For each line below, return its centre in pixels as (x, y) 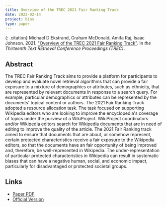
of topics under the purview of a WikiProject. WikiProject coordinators (77, 119)
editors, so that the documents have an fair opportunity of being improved (81, 145)
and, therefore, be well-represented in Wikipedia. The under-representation (83, 151)
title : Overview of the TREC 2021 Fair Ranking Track (62, 10)
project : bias (20, 19)
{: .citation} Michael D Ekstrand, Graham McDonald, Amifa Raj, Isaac (75, 38)
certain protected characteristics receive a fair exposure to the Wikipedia (80, 140)
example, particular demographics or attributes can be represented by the (81, 97)
